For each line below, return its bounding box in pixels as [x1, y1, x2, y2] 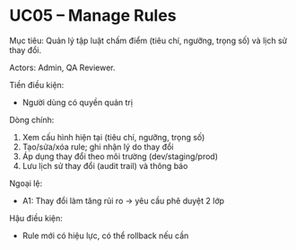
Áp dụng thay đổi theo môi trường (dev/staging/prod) [22, 150, 218, 162]
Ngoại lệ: [9, 177, 43, 189]
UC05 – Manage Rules [9, 5, 177, 26]
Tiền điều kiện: [9, 79, 65, 90]
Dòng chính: [9, 114, 55, 125]
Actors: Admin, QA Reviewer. [9, 62, 116, 73]
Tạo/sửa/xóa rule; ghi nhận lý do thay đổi [22, 141, 174, 152]
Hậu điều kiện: [9, 212, 63, 223]
